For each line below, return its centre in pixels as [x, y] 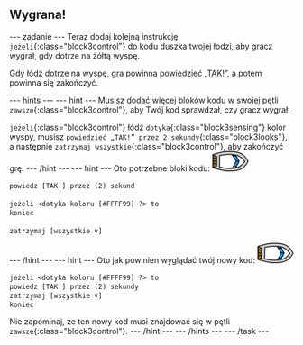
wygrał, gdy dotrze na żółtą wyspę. [75, 55]
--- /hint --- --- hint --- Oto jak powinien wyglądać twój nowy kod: [132, 259]
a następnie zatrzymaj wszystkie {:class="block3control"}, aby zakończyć [147, 146]
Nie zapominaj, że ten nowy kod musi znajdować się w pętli [119, 321]
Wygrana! [38, 15]
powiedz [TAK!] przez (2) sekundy [74, 286]
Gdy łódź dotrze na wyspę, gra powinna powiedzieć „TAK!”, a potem [136, 73]
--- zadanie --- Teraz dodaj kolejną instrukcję [94, 36]
